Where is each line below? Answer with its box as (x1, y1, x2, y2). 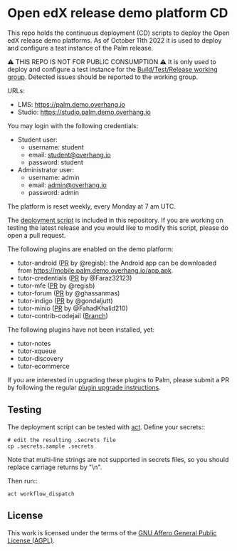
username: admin (28, 173, 80, 182)
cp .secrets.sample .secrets (7, 443, 94, 450)
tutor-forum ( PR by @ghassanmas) (17, 288, 120, 297)
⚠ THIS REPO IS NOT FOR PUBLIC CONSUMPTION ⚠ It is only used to (7, 57, 217, 65)
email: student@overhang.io (28, 150, 112, 159)
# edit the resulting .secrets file (7, 436, 116, 444)
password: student (28, 158, 83, 167)
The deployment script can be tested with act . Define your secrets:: (7, 422, 205, 431)
